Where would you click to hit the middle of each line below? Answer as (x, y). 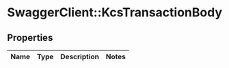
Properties (30, 38)
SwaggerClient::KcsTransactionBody (115, 13)
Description (80, 57)
